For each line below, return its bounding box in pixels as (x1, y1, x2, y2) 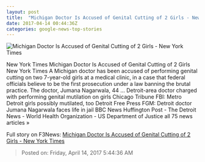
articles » (6, 119, 30, 127)
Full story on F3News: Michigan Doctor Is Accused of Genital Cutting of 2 (6, 131, 191, 138)
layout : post (6, 9, 40, 15)
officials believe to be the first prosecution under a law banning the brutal (6, 80, 191, 88)
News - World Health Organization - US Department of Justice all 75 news (6, 113, 193, 120)
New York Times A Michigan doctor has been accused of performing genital (6, 68, 198, 75)
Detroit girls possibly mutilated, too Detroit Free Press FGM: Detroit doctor (6, 100, 192, 107)
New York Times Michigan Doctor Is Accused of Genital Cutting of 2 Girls (6, 61, 190, 68)
